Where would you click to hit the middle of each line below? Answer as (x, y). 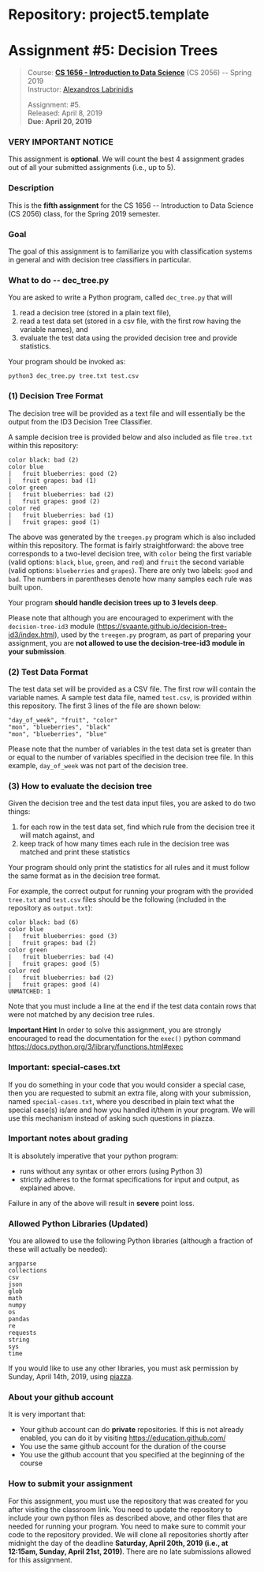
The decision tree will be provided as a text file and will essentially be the (127, 413)
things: (19, 812)
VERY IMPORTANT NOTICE (61, 142)
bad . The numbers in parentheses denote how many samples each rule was (130, 579)
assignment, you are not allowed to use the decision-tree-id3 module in (127, 643)
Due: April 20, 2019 (59, 122)
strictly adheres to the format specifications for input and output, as (129, 1179)
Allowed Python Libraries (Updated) (78, 1223)
